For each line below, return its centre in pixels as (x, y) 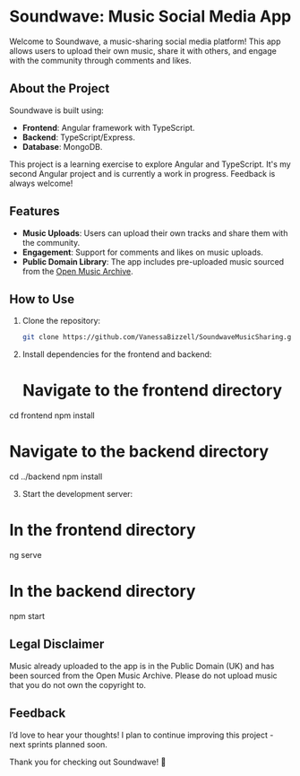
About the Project (60, 88)
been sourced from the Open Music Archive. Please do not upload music (143, 676)
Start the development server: (77, 494)
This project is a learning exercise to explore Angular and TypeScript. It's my (150, 164)
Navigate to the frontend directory (152, 391)
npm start (27, 616)
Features (34, 211)
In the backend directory (103, 592)
